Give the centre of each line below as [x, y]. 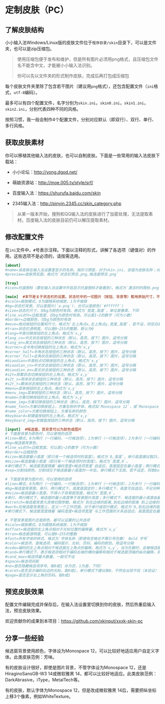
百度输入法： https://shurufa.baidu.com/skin [56, 193]
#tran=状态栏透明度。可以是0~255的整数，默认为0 [50, 329]
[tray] [12, 284]
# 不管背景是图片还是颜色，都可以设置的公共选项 [47, 520]
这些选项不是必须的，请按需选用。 [48, 256]
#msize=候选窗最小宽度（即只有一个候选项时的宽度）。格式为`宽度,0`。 [68, 461]
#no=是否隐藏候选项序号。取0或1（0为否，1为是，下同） [54, 566]
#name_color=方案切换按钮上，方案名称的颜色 [46, 411]
